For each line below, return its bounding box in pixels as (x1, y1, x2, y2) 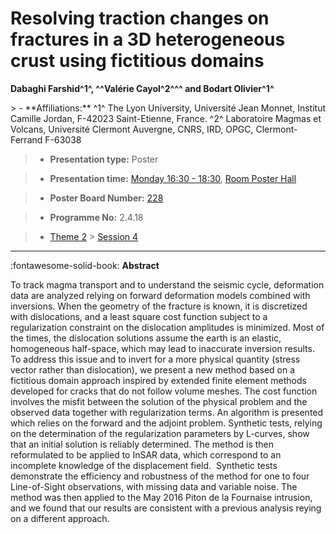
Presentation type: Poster (49, 153, 159, 165)
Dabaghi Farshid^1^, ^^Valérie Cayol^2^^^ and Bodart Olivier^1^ (10, 82, 275, 94)
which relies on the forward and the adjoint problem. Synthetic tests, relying (10, 417, 323, 429)
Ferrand (10, 133, 43, 146)
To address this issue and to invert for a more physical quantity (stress (10, 353, 301, 365)
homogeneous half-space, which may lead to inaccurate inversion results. (10, 342, 315, 354)
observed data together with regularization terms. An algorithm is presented (10, 406, 324, 418)
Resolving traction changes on (10, 7, 270, 30)
